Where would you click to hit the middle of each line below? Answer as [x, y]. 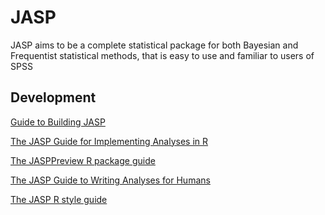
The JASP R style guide [59, 199]
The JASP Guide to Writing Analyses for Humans [110, 180]
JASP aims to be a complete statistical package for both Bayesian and [154, 45]
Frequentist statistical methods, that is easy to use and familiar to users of [162, 55]
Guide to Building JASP [58, 122]
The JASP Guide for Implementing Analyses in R [109, 141]
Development [53, 97]
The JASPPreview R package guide [83, 160]
